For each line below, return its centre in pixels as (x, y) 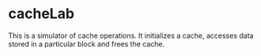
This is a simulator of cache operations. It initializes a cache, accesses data (131, 35)
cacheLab (42, 14)
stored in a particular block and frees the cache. (87, 43)
